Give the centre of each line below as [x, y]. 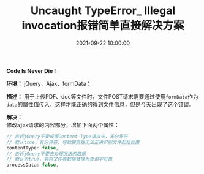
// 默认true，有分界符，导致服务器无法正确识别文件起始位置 [73, 142]
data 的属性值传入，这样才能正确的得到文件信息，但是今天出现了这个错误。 [100, 104]
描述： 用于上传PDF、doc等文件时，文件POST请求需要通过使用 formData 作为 [103, 96]
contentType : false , [33, 148]
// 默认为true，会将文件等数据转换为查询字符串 [59, 159]
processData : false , [33, 165]
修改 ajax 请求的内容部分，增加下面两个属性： [63, 125]
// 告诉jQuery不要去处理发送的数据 [46, 154]
